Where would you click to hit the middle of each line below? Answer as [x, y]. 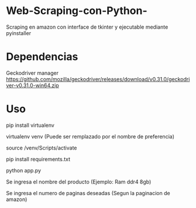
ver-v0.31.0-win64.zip [33, 85]
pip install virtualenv [30, 125]
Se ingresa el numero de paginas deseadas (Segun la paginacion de [88, 193]
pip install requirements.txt [38, 159]
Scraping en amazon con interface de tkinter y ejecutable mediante [87, 27]
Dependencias [42, 57]
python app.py [24, 170]
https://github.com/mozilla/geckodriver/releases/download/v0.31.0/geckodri [98, 79]
